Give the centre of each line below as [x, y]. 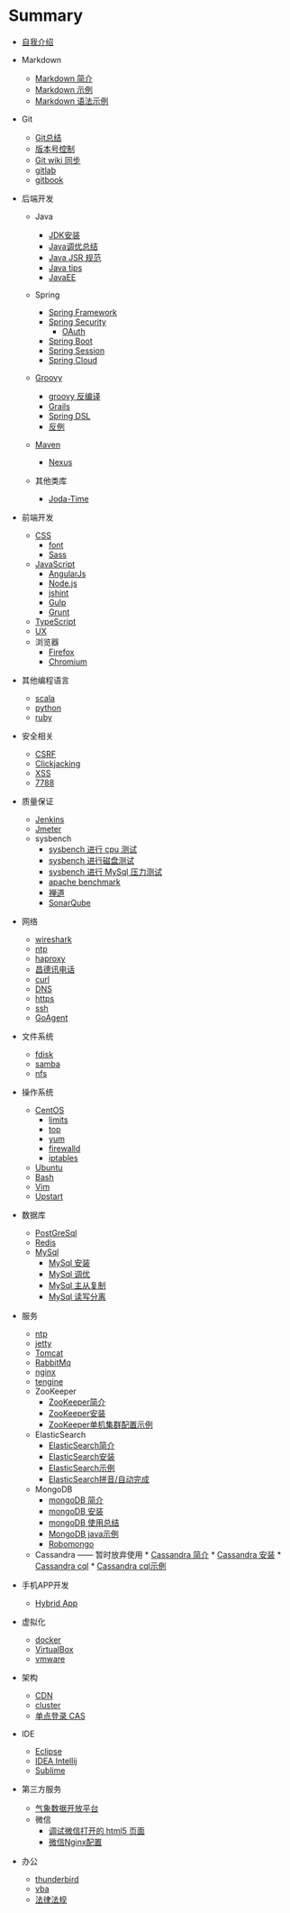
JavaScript [55, 563]
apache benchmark [84, 882]
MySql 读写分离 [77, 1296]
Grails [59, 406]
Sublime [50, 1770]
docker [48, 1639]
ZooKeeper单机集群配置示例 [101, 1424]
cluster [48, 1705]
